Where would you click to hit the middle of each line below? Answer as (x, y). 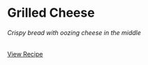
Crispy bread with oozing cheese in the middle (74, 32)
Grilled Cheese (51, 13)
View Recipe (25, 55)
